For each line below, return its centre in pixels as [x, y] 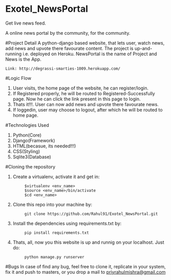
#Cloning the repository [30, 166]
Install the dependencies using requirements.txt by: [67, 223]
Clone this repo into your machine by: [52, 204]
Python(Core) [27, 135]
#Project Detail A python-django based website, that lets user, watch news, [85, 43]
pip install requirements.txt [57, 233]
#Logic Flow [18, 78]
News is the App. [23, 59]
